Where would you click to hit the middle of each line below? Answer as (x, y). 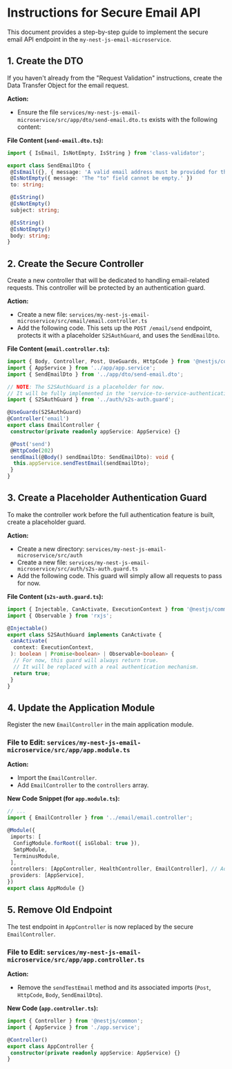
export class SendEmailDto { (49, 165)
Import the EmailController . (57, 778)
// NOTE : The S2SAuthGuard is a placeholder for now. (86, 387)
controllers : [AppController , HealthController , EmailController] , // (114, 869)
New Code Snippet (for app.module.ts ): (64, 799)
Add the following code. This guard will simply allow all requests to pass (119, 575)
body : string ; (30, 236)
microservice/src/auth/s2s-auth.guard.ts (77, 569)
